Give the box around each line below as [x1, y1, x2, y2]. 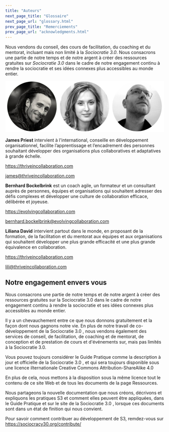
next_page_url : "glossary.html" [5, 19, 73, 24]
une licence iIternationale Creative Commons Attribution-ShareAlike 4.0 [5, 365, 154, 371]
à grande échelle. [5, 153, 42, 159]
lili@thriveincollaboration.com [5, 263, 67, 270]
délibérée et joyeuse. [5, 199, 49, 205]
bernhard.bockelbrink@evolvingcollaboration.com [5, 218, 109, 224]
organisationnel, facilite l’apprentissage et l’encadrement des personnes [5, 142, 155, 149]
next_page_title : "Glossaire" [5, 13, 69, 19]
